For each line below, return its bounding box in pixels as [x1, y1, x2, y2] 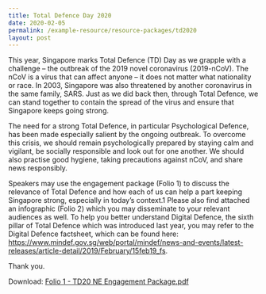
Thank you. [8, 262, 45, 271]
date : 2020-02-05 [8, 19, 66, 27]
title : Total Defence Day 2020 [8, 11, 112, 20]
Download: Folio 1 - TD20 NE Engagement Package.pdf [8, 277, 189, 286]
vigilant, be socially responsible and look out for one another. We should [8, 147, 245, 156]
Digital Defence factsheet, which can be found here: [8, 229, 179, 239]
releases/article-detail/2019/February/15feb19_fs [8, 246, 166, 256]
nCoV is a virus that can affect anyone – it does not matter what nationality [8, 72, 252, 82]
